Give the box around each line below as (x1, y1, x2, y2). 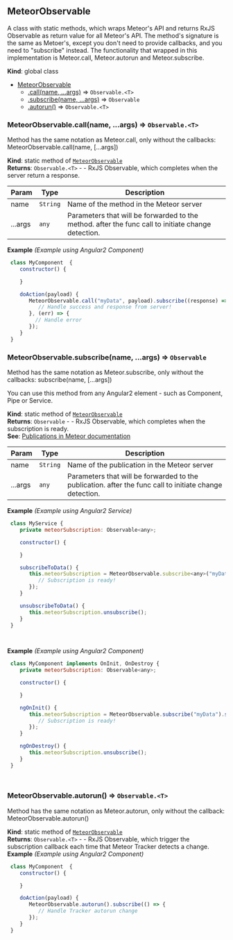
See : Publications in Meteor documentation (7, 432, 131, 440)
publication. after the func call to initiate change (67, 480, 223, 490)
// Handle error (35, 317, 82, 324)
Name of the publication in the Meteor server (67, 460, 214, 470)
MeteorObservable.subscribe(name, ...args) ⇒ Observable (7, 352, 207, 362)
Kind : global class (7, 67, 59, 75)
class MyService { (10, 520, 64, 527)
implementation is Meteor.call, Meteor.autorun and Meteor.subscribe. (7, 53, 205, 62)
